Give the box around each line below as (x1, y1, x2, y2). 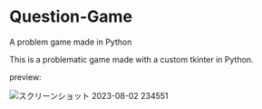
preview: (9, 71, 43, 83)
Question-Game (9, 6, 133, 27)
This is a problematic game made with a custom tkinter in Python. (9, 54, 254, 64)
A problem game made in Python (9, 36, 132, 47)
